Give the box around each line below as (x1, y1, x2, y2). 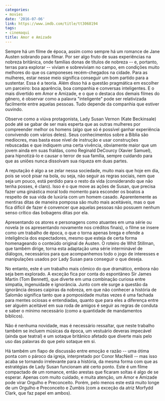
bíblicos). (5, 313, 24, 319)
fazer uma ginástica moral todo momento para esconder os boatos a (5, 189, 144, 195)
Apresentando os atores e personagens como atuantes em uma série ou (5, 219, 152, 225)
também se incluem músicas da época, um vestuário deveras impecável (5, 328, 152, 334)
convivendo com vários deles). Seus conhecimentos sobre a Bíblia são (5, 132, 149, 138)
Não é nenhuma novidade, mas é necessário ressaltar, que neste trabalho (5, 322, 155, 328)
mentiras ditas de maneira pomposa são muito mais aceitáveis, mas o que (5, 199, 155, 205)
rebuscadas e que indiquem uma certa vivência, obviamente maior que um (5, 142, 157, 148)
